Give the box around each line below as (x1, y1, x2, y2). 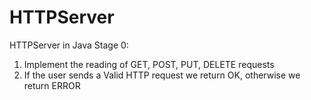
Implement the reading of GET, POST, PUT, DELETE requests (23, 58, 275, 70)
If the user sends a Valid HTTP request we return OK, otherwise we (23, 69, 301, 81)
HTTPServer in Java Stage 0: (9, 39, 129, 51)
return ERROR (23, 79, 81, 91)
